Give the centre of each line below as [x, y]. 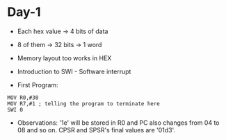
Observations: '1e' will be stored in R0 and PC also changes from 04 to [118, 123]
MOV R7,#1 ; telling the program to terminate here [83, 104]
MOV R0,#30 [23, 98]
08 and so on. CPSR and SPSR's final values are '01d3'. [96, 130]
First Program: [38, 85]
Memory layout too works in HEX [64, 58]
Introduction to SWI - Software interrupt [74, 71]
